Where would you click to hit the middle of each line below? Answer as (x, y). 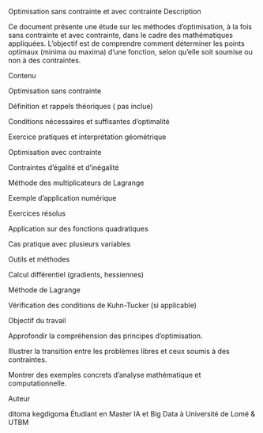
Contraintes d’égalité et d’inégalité (64, 168)
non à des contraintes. (45, 60)
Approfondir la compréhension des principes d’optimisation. (105, 336)
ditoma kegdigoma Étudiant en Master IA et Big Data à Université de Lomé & (132, 414)
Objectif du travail (37, 320)
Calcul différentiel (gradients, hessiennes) (76, 275)
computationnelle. (38, 383)
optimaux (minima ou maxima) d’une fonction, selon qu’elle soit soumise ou (130, 52)
